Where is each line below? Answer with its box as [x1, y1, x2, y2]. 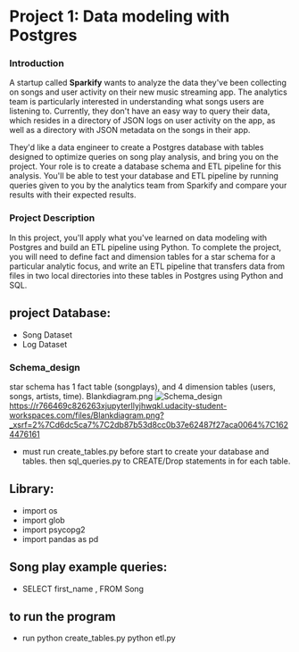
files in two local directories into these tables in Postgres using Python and [9, 270, 284, 280]
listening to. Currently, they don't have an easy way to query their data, [9, 105, 270, 117]
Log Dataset [21, 339, 68, 349]
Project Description [9, 212, 96, 224]
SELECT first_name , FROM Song [21, 583, 145, 594]
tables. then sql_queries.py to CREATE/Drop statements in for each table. [21, 456, 291, 466]
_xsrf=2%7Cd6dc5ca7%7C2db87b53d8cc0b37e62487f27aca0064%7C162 [9, 419, 288, 430]
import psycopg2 [21, 524, 87, 535]
